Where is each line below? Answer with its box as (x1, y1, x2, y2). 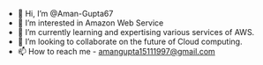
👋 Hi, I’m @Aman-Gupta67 (17, 9, 114, 18)
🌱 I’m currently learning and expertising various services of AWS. (17, 27, 255, 37)
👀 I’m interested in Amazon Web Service (17, 18, 164, 28)
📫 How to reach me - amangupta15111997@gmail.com (17, 47, 216, 56)
